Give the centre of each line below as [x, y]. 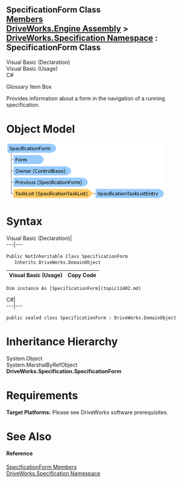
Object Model [41, 129]
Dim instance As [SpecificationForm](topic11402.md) [74, 288]
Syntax [24, 221]
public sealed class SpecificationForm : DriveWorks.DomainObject [91, 318]
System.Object [24, 358]
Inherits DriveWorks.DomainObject [58, 262]
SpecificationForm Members [42, 467]
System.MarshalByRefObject [42, 365]
